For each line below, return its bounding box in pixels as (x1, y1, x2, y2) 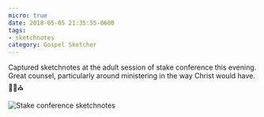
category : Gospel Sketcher (8, 41, 97, 49)
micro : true (8, 11, 47, 20)
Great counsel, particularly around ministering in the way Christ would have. (8, 71, 255, 81)
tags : (8, 26, 26, 34)
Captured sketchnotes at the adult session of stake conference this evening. (8, 62, 257, 72)
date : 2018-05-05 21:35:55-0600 (8, 19, 115, 27)
